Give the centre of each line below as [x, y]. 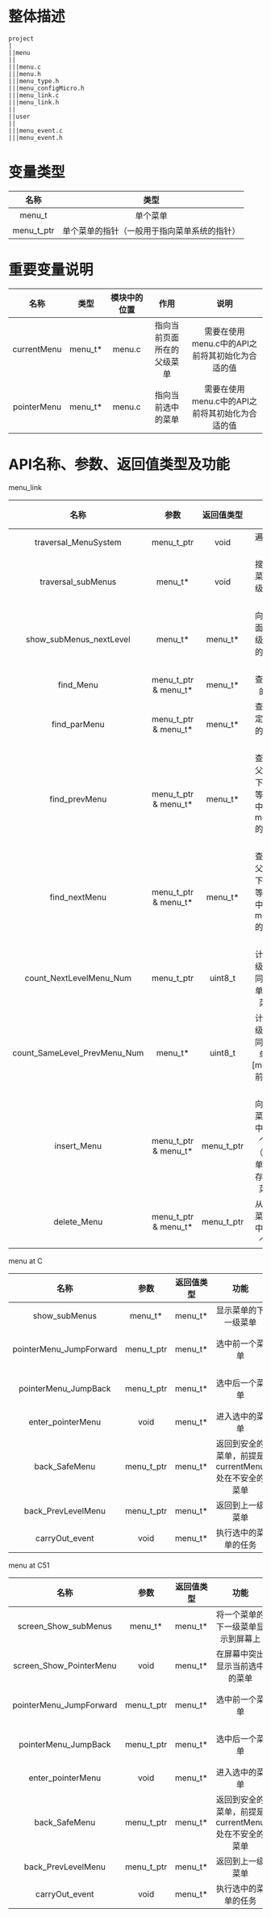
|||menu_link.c [34, 95]
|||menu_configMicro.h [46, 88]
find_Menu [78, 684]
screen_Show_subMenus [65, 1626]
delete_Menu [78, 1221]
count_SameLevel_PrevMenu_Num [78, 1052]
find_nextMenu [78, 897]
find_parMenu [78, 724]
